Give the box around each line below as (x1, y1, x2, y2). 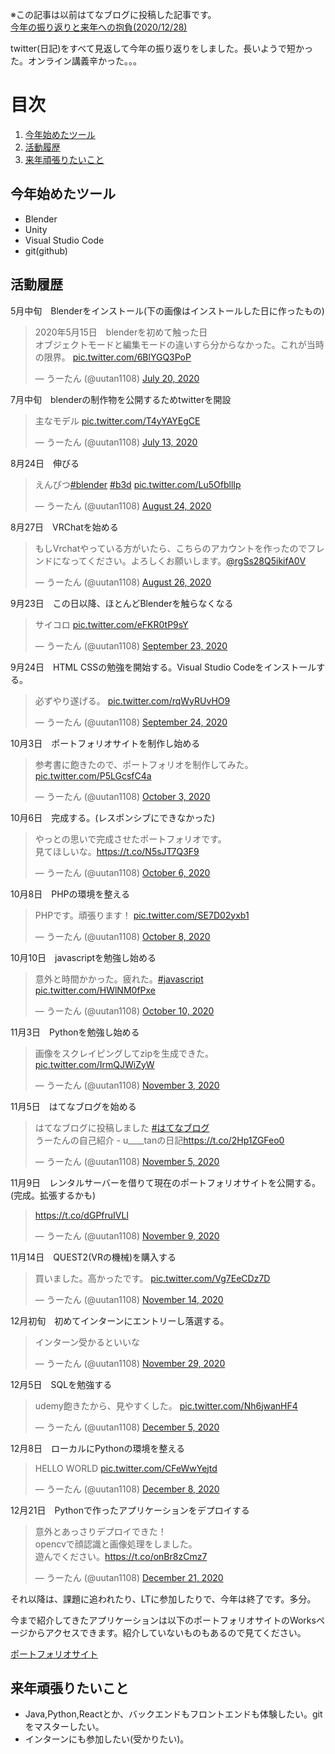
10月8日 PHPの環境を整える (10, 888, 131, 900)
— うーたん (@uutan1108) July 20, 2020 (34, 372, 200, 384)
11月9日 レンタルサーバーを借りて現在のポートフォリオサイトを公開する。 (10, 1176, 321, 1188)
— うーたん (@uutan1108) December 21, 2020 (34, 1571, 224, 1583)
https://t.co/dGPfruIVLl (34, 1209, 129, 1221)
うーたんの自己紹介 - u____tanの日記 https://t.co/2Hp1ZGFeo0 (34, 1134, 285, 1146)
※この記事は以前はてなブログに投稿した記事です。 (10, 9, 217, 20)
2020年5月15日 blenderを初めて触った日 (34, 326, 208, 338)
